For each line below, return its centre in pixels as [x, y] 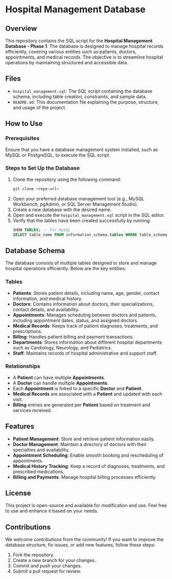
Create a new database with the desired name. [62, 210]
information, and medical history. [47, 298]
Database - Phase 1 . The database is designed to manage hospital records [84, 46]
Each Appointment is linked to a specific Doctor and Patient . [78, 388]
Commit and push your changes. [47, 566]
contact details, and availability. [46, 309]
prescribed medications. [39, 472]
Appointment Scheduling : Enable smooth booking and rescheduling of [88, 455]
